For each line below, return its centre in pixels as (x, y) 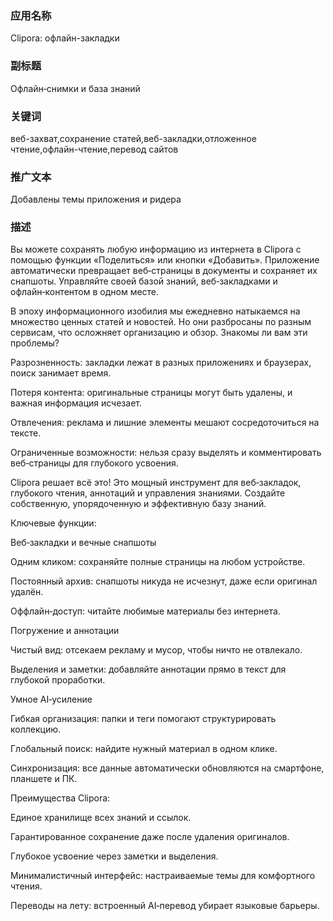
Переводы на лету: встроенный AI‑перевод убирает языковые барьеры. (165, 906)
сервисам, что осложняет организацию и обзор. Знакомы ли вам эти (159, 333)
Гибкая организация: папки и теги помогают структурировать (143, 719)
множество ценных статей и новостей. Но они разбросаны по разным (161, 322)
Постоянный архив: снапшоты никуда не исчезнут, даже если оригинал (164, 581)
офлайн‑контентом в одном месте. (85, 292)
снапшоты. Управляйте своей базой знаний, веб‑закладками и (144, 281)
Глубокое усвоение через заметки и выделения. (114, 856)
